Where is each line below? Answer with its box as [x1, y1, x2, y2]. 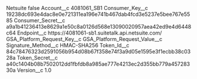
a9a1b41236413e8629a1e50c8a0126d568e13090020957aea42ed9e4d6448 [6, 23, 192, 30]
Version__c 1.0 [17, 67, 52, 74]
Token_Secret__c [17, 54, 58, 61]
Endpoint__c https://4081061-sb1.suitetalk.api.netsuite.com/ [17, 29, 162, 36]
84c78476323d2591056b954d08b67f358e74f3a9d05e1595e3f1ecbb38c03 [6, 48, 191, 55]
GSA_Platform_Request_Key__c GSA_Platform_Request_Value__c [6, 36, 163, 42]
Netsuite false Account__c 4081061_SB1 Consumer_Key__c [6, 5, 148, 11]
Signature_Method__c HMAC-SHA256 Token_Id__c [6, 42, 130, 49]
